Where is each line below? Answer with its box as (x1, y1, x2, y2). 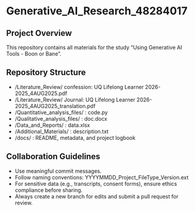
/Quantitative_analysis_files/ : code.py (14, 109, 109, 116)
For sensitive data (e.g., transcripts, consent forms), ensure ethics (14, 180, 177, 187)
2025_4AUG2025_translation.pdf (14, 102, 96, 109)
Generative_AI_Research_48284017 (6, 4, 188, 18)
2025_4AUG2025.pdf (14, 90, 67, 97)
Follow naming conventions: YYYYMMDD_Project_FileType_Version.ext (14, 173, 189, 181)
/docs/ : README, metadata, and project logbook (14, 134, 136, 141)
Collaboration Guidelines (6, 151, 100, 162)
